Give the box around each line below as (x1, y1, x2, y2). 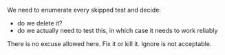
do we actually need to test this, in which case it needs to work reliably (17, 27, 218, 34)
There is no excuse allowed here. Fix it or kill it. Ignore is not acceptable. (7, 40, 212, 47)
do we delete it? (17, 19, 63, 27)
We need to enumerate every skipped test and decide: (7, 6, 162, 14)
